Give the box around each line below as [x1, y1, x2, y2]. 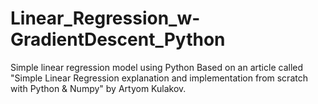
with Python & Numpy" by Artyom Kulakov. [10, 82, 187, 94]
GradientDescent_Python [10, 28, 226, 51]
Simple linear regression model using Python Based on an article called [10, 61, 304, 73]
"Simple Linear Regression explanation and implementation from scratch [10, 72, 308, 84]
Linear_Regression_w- [10, 7, 201, 30]
